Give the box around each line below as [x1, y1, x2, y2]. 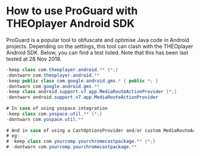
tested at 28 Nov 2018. [6, 55, 62, 62]
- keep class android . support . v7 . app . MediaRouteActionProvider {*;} [6, 89, 177, 95]
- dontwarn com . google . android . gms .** [6, 83, 100, 90]
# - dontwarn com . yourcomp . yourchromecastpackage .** [6, 144, 137, 150]
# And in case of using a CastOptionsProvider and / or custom [6, 128, 161, 133]
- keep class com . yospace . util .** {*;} [6, 111, 102, 117]
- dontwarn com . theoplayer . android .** [6, 72, 100, 78]
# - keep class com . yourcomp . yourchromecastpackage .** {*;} [6, 138, 156, 145]
